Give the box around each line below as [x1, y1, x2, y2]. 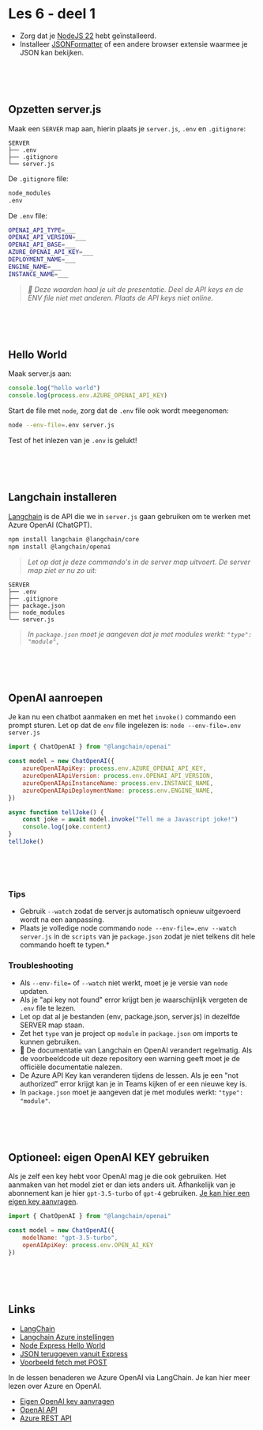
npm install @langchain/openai [8, 543, 111, 551]
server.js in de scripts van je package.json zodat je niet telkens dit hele [19, 931, 256, 942]
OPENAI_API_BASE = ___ [8, 241, 77, 249]
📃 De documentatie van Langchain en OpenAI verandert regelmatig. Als [19, 1045, 253, 1055]
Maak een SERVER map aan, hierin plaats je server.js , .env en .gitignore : [8, 123, 246, 133]
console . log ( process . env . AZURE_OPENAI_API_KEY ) [8, 392, 168, 400]
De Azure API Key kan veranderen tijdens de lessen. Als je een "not [19, 1070, 239, 1080]
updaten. [19, 986, 49, 996]
